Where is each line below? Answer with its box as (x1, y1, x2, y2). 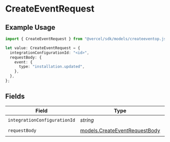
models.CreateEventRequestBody (80, 127, 160, 134)
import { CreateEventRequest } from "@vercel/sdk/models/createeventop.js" (5, 36, 168, 41)
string (80, 117, 94, 124)
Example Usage (5, 23, 56, 32)
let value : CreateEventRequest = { (5, 45, 80, 50)
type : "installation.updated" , (18, 64, 85, 69)
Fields (5, 92, 25, 101)
